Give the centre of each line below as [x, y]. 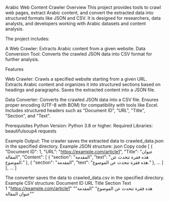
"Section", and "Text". [28, 116]
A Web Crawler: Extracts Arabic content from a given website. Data [75, 48]
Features [14, 69]
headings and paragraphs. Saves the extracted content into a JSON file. [80, 90]
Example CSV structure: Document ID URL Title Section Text [68, 183]
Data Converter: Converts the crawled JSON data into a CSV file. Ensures [82, 99]
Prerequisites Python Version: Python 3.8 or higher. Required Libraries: [79, 126]
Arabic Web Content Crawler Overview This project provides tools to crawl [83, 7]
